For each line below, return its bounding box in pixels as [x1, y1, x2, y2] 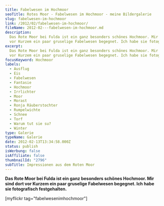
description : [5, 30, 32, 35]
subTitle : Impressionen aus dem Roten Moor [5, 162, 95, 167]
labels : [5, 62, 21, 67]
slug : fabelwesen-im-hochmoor [5, 16, 67, 21]
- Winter [9, 126, 27, 130]
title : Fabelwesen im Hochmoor [5, 7, 69, 12]
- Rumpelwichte [9, 107, 41, 113]
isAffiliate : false [5, 153, 45, 158]
